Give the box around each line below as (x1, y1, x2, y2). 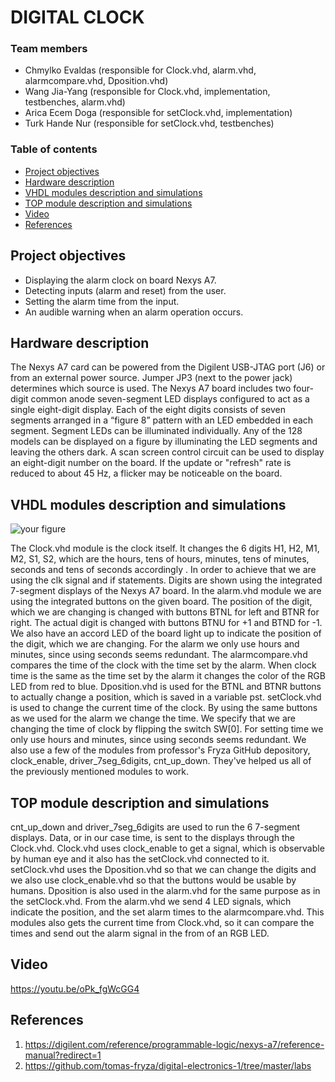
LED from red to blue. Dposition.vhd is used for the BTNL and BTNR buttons (10, 681, 322, 693)
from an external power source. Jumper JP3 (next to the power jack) (10, 372, 293, 384)
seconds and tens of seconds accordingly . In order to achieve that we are (10, 564, 317, 576)
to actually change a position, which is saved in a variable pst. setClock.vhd (10, 691, 322, 703)
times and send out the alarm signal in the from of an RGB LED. (10, 927, 270, 940)
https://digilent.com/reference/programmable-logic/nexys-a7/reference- (24, 1038, 325, 1050)
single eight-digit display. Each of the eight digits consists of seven (10, 404, 286, 416)
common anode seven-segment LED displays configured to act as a (30, 393, 310, 405)
